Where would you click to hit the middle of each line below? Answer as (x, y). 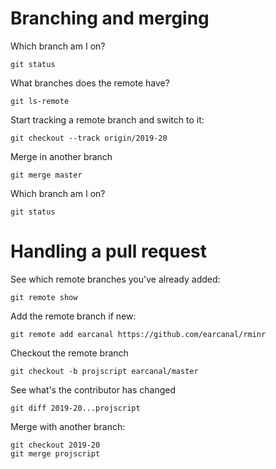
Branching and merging (110, 18)
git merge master (46, 175)
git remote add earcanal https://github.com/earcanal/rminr (138, 334)
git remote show (44, 297)
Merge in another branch (61, 156)
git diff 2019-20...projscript (75, 408)
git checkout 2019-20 (55, 445)
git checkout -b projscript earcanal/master (104, 371)
